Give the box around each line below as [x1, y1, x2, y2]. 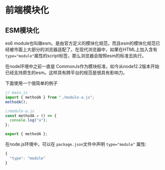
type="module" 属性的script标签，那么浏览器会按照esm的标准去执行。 [5, 53, 147, 58]
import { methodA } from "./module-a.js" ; [5, 94, 95, 100]
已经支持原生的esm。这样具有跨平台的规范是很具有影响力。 [5, 69, 128, 75]
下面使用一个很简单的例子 [5, 80, 58, 86]
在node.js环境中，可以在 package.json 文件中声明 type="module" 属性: [5, 141, 147, 147]
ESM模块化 [5, 26, 40, 34]
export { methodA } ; [5, 131, 48, 136]
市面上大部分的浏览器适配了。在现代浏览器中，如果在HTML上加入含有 [13, 46, 158, 52]
